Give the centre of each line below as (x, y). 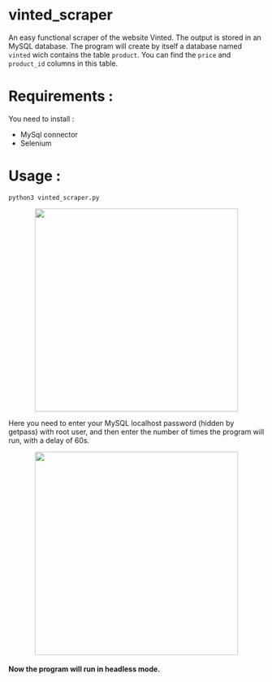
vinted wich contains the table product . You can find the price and (120, 54)
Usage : (35, 176)
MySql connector (49, 134)
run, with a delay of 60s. (49, 440)
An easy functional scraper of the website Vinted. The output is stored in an (135, 37)
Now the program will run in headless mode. (84, 669)
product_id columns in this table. (63, 63)
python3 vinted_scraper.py (54, 198)
